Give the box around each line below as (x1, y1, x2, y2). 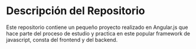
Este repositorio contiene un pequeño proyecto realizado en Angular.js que (6, 24, 188, 31)
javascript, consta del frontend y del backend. (6, 36, 118, 43)
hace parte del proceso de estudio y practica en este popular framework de (6, 30, 191, 37)
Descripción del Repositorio (6, 4, 145, 18)
